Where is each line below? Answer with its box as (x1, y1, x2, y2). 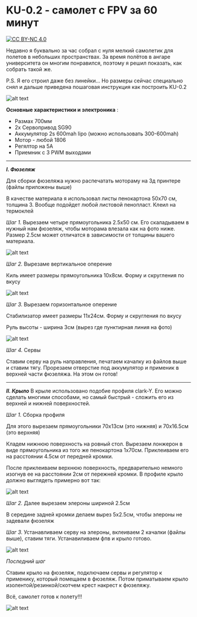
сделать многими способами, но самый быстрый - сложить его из (6, 393, 174, 400)
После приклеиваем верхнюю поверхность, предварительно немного (6, 464, 183, 471)
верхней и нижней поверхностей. (6, 400, 91, 407)
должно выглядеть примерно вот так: (6, 476, 101, 483)
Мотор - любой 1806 (14, 136, 66, 143)
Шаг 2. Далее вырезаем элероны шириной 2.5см (6, 499, 130, 506)
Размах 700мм (14, 117, 52, 124)
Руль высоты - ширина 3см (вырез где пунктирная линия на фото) (6, 323, 172, 330)
